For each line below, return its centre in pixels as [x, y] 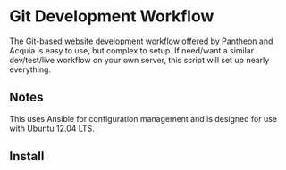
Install [27, 156]
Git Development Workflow [112, 16]
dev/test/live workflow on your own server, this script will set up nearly [139, 60]
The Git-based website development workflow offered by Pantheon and [141, 41]
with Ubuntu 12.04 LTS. [52, 128]
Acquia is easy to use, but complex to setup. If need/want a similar [132, 50]
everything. [30, 69]
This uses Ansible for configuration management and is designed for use [143, 118]
